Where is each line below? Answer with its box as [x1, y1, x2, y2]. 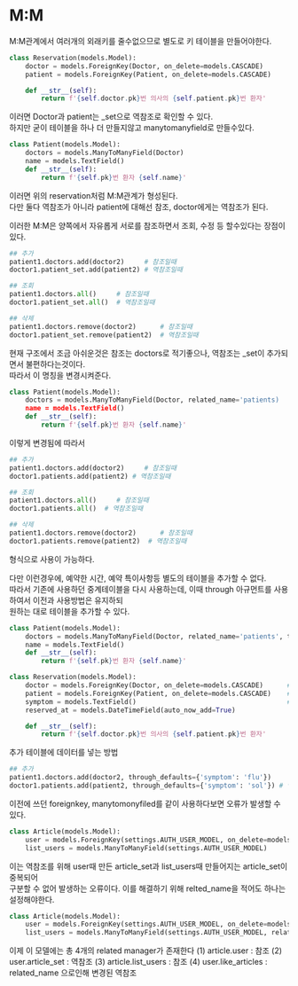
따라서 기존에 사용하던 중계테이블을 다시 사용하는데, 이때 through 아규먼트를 [9, 583, 272, 594]
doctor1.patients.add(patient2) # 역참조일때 [9, 472, 171, 481]
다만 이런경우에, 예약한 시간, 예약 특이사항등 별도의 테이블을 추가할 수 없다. [9, 573, 267, 583]
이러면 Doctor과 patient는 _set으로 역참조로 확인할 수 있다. [9, 112, 214, 122]
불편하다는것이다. [25, 358, 86, 369]
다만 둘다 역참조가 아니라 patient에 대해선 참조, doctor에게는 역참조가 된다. [9, 201, 269, 212]
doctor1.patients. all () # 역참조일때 [9, 505, 144, 513]
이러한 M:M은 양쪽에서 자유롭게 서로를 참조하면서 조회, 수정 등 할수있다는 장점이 [9, 220, 286, 231]
